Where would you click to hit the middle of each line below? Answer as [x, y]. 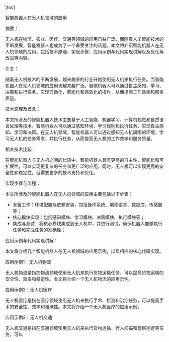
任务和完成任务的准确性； [39, 230]
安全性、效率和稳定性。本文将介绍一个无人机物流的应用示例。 [69, 279]
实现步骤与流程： [23, 183]
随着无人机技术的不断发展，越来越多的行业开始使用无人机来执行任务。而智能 [84, 79]
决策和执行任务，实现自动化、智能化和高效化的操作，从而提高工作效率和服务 [84, 92]
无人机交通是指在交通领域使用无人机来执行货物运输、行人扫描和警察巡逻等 [82, 328]
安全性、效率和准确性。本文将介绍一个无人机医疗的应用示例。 [78, 306]
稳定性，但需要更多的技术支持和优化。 [58, 173]
